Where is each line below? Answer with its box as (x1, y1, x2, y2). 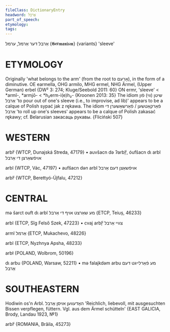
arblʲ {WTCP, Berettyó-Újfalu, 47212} (5, 175, 83, 181)
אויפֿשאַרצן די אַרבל (5, 155, 42, 161)
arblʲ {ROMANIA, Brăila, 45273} (5, 321, 71, 327)
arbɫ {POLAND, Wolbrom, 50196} (5, 250, 74, 256)
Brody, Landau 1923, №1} (5, 311, 59, 317)
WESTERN (5, 132, 50, 143)
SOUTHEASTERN (5, 283, 80, 295)
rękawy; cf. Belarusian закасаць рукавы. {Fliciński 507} (5, 114, 123, 120)
